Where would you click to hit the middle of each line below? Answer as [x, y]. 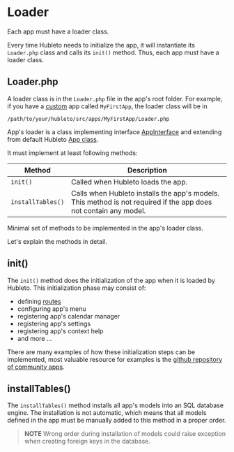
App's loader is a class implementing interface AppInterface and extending [115, 132]
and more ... [34, 338]
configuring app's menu [52, 309]
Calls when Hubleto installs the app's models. [145, 193]
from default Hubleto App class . [53, 139]
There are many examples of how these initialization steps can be [101, 352]
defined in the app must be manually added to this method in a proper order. [117, 421]
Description [147, 170]
